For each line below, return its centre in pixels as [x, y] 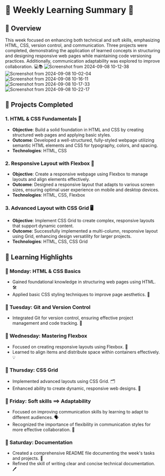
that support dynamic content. [43, 226]
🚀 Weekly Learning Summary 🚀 [69, 10]
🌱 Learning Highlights [39, 257]
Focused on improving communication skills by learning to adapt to [80, 412]
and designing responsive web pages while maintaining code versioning [78, 56]
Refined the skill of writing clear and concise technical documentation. [83, 464]
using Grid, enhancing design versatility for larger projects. [72, 237]
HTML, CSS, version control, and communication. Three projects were [76, 45]
